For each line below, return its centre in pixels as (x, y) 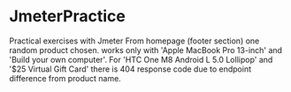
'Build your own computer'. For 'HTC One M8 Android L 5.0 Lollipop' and (141, 59)
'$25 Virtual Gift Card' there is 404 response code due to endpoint (130, 69)
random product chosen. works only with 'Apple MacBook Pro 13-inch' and (146, 50)
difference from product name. (65, 78)
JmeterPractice (67, 16)
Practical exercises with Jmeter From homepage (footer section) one (134, 41)
